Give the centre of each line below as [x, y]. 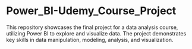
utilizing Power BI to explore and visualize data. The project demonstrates [96, 33]
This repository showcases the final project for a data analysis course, [92, 27]
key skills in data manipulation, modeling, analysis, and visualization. [90, 40]
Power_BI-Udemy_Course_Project [91, 11]
